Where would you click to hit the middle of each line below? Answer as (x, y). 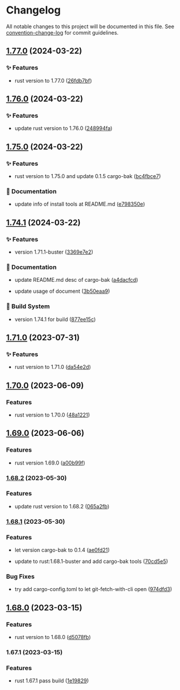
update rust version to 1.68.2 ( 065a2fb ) (62, 506)
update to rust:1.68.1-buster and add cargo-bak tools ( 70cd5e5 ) (91, 561)
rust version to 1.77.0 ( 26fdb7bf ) (53, 80)
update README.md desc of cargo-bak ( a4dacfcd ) (76, 280)
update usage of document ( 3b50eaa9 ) (62, 291)
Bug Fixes (21, 576)
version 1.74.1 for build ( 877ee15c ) (55, 319)
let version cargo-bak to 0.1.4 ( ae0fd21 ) (62, 550)
